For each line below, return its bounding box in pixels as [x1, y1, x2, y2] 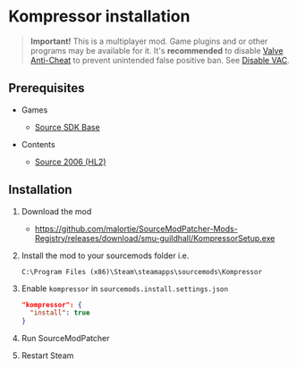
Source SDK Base [34, 121, 100, 132]
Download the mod [21, 205, 92, 216]
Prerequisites [8, 80, 85, 96]
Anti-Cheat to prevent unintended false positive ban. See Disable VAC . [30, 54, 290, 65]
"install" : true [30, 308, 90, 318]
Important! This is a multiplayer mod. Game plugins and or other [30, 36, 268, 46]
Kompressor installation [8, 6, 191, 27]
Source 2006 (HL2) [34, 156, 106, 167]
